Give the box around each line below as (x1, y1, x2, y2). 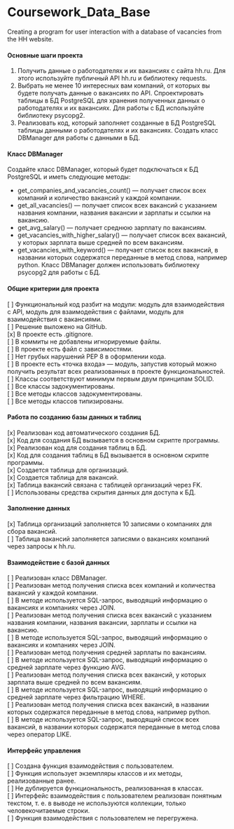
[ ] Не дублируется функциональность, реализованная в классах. (7, 784, 204, 793)
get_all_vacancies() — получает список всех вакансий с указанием (17, 201, 217, 210)
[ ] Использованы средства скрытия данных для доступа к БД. (7, 488, 196, 497)
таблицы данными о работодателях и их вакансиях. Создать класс (17, 126, 219, 135)
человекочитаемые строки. (7, 807, 90, 815)
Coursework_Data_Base (7, 4, 151, 20)
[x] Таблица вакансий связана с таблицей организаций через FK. (7, 480, 203, 489)
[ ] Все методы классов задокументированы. (7, 389, 143, 398)
